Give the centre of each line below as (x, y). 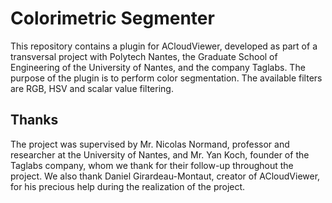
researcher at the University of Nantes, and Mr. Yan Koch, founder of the (160, 154)
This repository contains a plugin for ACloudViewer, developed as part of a (164, 46)
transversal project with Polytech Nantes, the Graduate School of (144, 56)
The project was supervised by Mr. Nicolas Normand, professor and (150, 144)
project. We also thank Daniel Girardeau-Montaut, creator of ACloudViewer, (165, 176)
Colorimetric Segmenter (112, 18)
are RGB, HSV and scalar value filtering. (92, 88)
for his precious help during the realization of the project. (128, 186)
